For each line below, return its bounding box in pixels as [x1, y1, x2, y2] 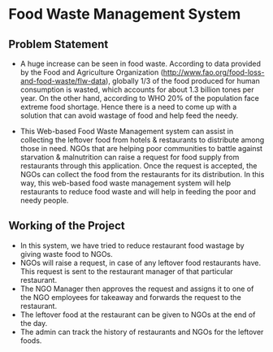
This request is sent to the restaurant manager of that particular [19, 266, 233, 276]
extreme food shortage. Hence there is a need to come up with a [19, 102, 237, 111]
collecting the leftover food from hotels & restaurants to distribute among [19, 135, 265, 145]
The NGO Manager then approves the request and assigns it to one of [19, 284, 254, 293]
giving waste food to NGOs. [19, 249, 114, 259]
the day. [19, 318, 48, 328]
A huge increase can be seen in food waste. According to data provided [19, 59, 262, 68]
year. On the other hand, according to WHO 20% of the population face [19, 93, 260, 102]
